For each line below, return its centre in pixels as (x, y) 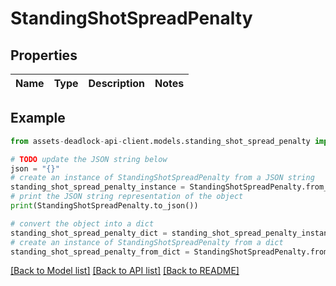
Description (116, 83)
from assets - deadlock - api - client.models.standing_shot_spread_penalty (160, 141)
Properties (44, 55)
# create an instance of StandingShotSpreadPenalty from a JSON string (162, 178)
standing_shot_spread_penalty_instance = (98, 187)
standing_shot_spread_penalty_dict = (89, 233)
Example (38, 118)
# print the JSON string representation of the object (127, 197)
